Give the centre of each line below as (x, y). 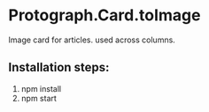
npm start (39, 98)
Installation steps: (59, 67)
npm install (41, 88)
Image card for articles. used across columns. (92, 40)
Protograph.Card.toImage (104, 15)
